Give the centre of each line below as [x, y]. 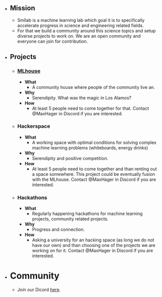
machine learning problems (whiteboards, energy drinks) [90, 148]
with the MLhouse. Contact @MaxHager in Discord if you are [94, 179]
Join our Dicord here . [39, 290]
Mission [23, 8]
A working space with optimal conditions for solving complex [94, 142]
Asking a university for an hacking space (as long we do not [93, 240]
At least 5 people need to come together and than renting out [94, 169]
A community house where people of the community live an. [93, 87]
